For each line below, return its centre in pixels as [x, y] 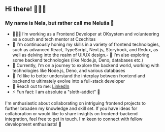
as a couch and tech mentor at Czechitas [54, 39]
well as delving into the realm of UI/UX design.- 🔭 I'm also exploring [81, 55]
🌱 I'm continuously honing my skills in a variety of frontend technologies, [86, 44]
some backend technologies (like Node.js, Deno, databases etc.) [78, 60]
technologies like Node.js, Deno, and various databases [69, 70]
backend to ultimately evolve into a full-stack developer [68, 81]
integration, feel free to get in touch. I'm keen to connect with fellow [74, 119]
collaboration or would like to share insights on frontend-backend [71, 113]
